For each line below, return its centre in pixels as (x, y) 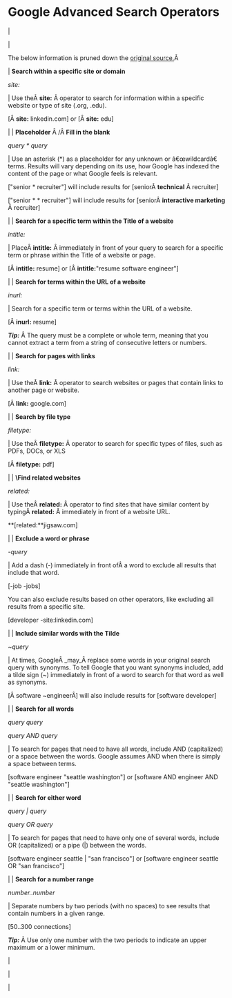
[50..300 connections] (40, 926)
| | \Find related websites (45, 478)
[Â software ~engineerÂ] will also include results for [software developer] (112, 695)
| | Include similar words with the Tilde (64, 633)
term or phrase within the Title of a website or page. (82, 255)
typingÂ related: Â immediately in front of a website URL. (89, 511)
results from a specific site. (47, 606)
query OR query (31, 824)
